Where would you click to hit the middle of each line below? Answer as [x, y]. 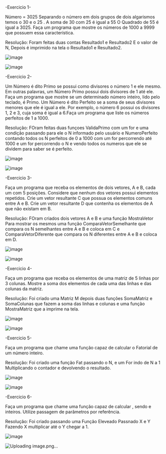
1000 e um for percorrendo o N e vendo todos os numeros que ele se [76, 144]
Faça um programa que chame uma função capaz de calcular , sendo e [78, 406]
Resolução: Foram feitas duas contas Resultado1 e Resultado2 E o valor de [82, 42]
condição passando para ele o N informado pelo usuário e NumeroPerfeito [82, 133]
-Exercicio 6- [19, 397]
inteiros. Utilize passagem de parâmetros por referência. [63, 412]
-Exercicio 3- [19, 178]
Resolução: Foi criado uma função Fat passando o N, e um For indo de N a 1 [83, 363]
